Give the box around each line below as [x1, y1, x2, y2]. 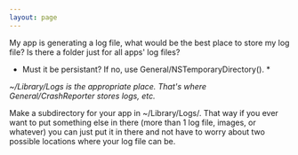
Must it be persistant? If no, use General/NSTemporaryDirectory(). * [21, 64, 271, 74]
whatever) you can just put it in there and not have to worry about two [9, 126, 265, 137]
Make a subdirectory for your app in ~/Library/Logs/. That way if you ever [9, 107, 278, 118]
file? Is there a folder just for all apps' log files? [9, 46, 181, 58]
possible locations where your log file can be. [9, 136, 176, 146]
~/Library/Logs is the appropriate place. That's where [9, 81, 207, 91]
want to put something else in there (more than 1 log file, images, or [9, 117, 256, 128]
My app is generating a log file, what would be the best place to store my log [9, 37, 290, 48]
